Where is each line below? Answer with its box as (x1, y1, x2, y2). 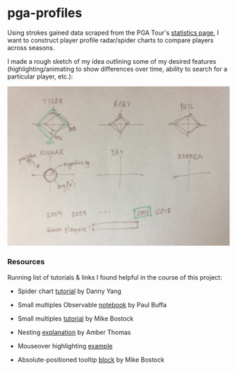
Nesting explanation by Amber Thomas (17, 328, 131, 336)
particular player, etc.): (7, 72, 73, 81)
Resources (7, 257, 45, 267)
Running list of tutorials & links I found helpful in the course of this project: (7, 273, 222, 281)
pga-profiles (7, 5, 83, 21)
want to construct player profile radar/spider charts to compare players (7, 35, 214, 44)
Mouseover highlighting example (17, 341, 113, 350)
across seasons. (7, 43, 55, 52)
